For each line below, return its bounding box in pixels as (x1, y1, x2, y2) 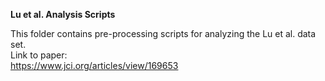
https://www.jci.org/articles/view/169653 (10, 60, 179, 71)
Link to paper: (10, 49, 68, 61)
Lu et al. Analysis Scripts (10, 9, 116, 20)
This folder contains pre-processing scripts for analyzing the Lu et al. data (10, 28, 317, 39)
